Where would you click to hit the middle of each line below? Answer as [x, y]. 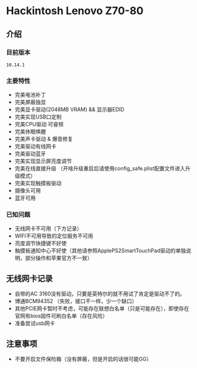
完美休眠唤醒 [30, 132]
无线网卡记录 [29, 278]
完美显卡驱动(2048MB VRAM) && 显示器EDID [70, 110]
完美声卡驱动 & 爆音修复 [44, 139]
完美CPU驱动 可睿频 [39, 124]
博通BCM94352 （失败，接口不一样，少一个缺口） [76, 301]
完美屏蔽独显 [30, 102]
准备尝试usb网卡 [35, 323]
